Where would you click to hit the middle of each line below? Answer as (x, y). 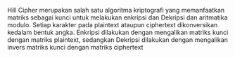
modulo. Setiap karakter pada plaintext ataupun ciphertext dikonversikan (113, 25)
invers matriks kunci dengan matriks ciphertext (75, 47)
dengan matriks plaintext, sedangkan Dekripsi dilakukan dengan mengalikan (118, 40)
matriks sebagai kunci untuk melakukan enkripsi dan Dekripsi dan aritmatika (118, 17)
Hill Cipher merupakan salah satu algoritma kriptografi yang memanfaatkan (116, 10)
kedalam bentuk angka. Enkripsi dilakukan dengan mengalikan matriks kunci (118, 32)
